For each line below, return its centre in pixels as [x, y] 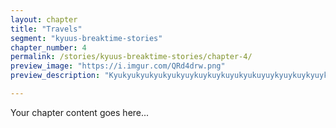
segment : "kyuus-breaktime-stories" [86, 38]
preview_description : [55, 76]
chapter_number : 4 [48, 47]
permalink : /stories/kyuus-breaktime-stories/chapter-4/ [131, 57]
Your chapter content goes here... [80, 112]
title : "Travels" [46, 29]
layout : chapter [44, 19]
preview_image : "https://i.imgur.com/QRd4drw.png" [118, 66]
